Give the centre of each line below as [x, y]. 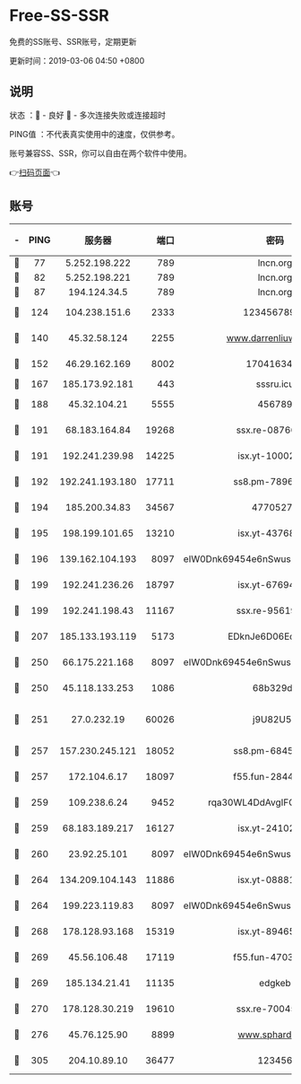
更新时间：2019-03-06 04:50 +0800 [77, 60]
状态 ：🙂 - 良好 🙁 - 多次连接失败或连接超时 [87, 115]
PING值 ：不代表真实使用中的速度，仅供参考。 [95, 134]
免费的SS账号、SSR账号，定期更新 [73, 41]
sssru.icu [275, 384]
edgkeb [275, 983]
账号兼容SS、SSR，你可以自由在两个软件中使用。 [100, 153]
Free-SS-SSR [59, 16]
